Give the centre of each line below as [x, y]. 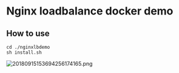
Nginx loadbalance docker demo [90, 11]
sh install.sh [24, 52]
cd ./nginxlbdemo [28, 47]
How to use [28, 33]
